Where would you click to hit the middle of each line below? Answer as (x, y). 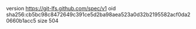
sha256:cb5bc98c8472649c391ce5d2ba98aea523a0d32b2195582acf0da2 (98, 14)
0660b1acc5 (21, 21)
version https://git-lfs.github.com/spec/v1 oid (61, 8)
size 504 (48, 21)
